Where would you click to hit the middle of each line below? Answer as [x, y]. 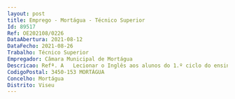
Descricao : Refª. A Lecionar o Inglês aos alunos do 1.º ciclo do [109, 66]
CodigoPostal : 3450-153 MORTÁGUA [56, 72]
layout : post [26, 14]
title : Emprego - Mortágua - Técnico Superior [76, 20]
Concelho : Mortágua [36, 78]
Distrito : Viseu [31, 85]
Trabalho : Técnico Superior [48, 53]
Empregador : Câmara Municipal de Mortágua [70, 59]
